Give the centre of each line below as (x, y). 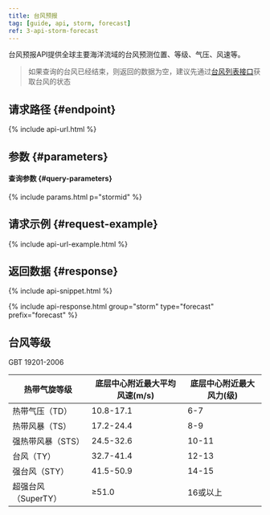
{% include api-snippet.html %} (61, 291)
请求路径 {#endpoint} (62, 109)
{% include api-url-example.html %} (68, 244)
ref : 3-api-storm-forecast (53, 31)
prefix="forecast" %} (43, 315)
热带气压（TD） (42, 411)
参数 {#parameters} (58, 156)
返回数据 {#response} (63, 271)
